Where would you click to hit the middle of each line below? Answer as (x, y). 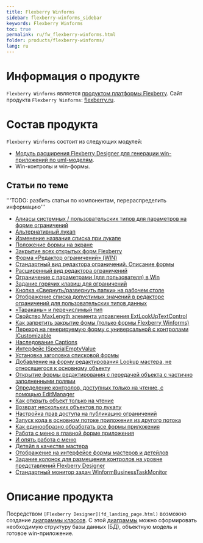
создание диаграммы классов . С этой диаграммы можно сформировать (101, 520)
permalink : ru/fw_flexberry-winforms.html (61, 35)
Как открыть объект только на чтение (65, 401)
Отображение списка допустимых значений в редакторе (90, 297)
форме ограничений (42, 225)
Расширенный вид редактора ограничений (71, 270)
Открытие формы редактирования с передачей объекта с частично (104, 374)
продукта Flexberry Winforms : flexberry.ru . (61, 100)
